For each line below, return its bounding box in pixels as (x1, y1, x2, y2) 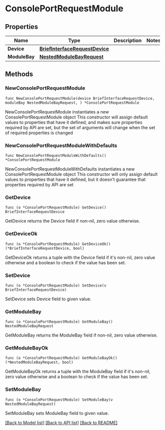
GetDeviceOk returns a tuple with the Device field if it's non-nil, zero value (5, 254, 156, 260)
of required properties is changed (5, 130, 73, 136)
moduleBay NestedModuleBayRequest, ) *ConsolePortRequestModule (5, 100, 139, 105)
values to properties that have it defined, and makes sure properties (5, 119, 142, 125)
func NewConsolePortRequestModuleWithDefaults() (5, 153, 107, 158)
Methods (5, 70, 33, 79)
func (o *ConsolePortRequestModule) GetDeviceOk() (5, 241, 111, 246)
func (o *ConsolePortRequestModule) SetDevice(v (5, 283, 107, 288)
